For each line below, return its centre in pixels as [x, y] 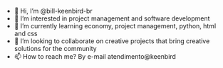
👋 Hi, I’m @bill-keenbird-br [53, 11]
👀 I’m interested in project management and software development [112, 18]
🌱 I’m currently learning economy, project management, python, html [115, 26]
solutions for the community [56, 49]
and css [26, 33]
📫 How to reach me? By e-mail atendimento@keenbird [95, 56]
